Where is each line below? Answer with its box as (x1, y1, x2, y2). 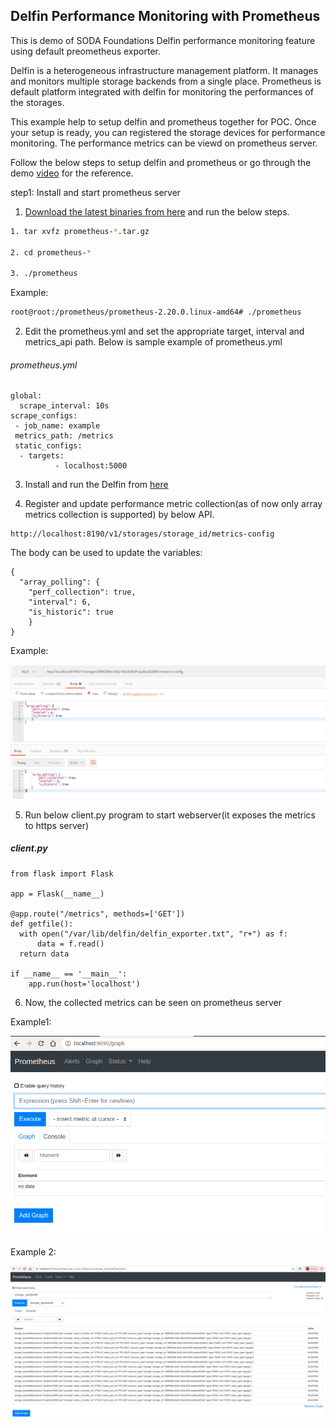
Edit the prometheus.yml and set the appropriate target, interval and (24, 325, 305, 338)
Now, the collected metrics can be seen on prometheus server (24, 996, 282, 1008)
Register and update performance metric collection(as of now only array (24, 498, 323, 510)
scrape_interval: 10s (19, 401, 110, 411)
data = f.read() (36, 939, 105, 949)
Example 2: (10, 1245, 57, 1258)
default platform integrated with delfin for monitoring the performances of (10, 85, 314, 98)
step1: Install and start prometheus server (10, 186, 182, 198)
